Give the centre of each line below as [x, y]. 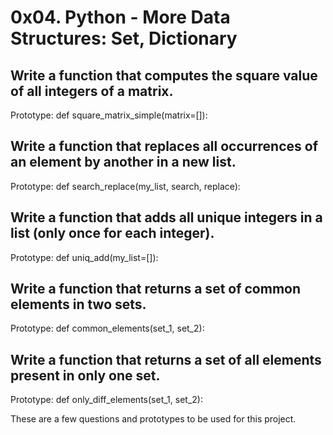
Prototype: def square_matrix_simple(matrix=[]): [109, 115]
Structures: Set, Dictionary [124, 38]
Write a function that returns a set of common [156, 289]
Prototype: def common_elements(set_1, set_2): [107, 328]
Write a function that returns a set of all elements [166, 359]
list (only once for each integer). [112, 233]
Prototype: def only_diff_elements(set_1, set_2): [106, 400]
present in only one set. [85, 375]
